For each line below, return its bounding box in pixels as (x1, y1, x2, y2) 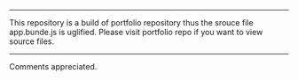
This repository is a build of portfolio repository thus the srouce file (9, 18, 255, 27)
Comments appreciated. (9, 62, 98, 71)
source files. (9, 36, 55, 47)
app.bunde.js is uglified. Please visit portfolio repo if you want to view (9, 27, 263, 37)
